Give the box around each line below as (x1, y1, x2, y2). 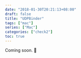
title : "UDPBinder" (5, 16, 44, 21)
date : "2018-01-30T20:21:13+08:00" (5, 7, 77, 12)
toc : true (5, 34, 25, 39)
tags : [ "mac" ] (5, 20, 34, 26)
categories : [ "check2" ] (5, 29, 53, 34)
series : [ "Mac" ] (5, 25, 38, 30)
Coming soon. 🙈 (5, 47, 37, 53)
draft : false (5, 12, 31, 16)
